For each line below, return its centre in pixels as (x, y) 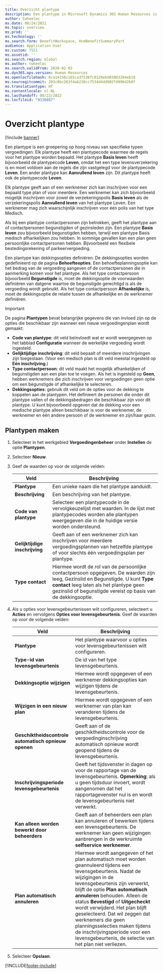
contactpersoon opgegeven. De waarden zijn (104, 573)
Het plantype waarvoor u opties (111, 639)
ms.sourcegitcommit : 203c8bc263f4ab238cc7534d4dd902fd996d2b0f (70, 82)
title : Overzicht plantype (32, 9)
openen (24, 747)
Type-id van (29, 659)
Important (15, 309)
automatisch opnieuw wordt (107, 744)
